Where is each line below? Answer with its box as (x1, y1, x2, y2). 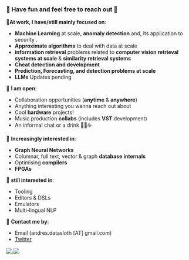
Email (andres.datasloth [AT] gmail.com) (14, 229, 112, 237)
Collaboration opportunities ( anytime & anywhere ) (14, 96, 138, 103)
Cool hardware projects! (14, 109, 75, 116)
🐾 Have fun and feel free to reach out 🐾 (6, 5, 118, 13)
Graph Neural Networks (14, 147, 74, 154)
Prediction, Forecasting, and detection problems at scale (14, 67, 156, 75)
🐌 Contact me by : (6, 218, 49, 225)
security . (14, 36, 38, 43)
